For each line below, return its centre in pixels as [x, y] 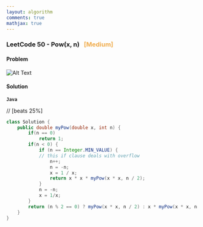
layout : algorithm [29, 12]
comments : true [26, 18]
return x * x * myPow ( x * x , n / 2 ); [98, 178]
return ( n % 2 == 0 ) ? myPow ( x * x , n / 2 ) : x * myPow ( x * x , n [113, 207]
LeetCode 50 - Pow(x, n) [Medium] [60, 44]
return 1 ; [51, 139]
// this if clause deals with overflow [89, 156]
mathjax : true [24, 23]
